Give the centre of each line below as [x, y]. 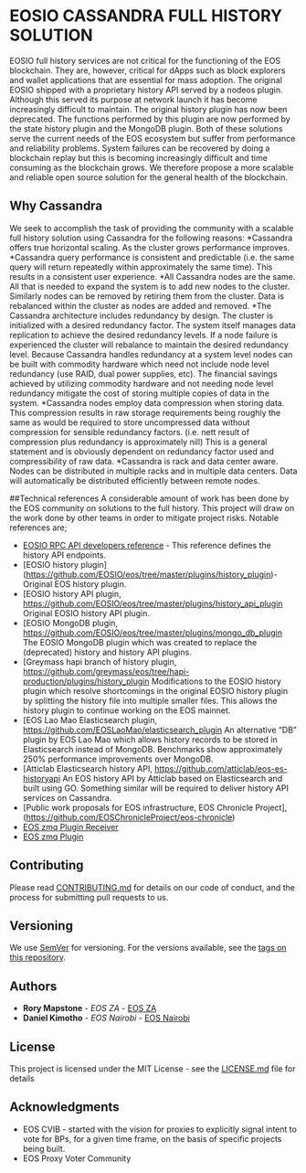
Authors [33, 986]
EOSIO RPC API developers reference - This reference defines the [147, 545]
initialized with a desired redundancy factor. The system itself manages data [153, 325]
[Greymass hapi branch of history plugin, [100, 661]
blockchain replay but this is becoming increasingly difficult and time [138, 157]
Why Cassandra [56, 206]
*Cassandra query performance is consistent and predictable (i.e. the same [152, 257]
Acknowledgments [65, 1107]
